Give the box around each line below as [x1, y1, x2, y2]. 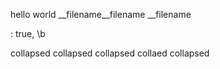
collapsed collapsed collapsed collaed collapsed [10, 47, 210, 59]
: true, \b [10, 28, 46, 39]
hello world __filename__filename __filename [10, 9, 192, 20]
